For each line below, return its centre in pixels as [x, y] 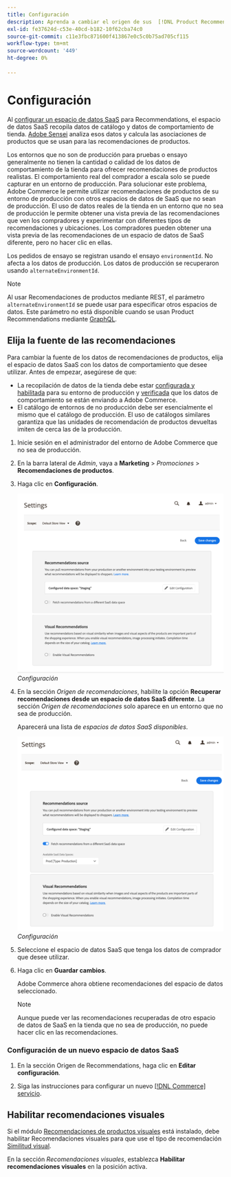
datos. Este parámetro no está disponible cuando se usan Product [101, 311]
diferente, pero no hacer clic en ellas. [60, 242]
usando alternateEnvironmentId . [53, 270]
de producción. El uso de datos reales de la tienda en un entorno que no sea [115, 206]
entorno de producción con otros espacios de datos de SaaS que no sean [112, 198]
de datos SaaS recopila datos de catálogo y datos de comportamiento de [111, 127]
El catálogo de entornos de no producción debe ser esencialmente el [115, 407]
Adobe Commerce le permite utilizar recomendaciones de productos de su [113, 191]
